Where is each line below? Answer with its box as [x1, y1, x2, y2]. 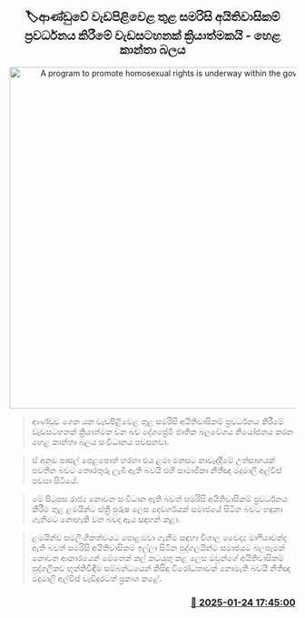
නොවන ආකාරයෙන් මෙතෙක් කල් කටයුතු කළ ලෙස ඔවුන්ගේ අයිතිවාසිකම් [31, 552, 284, 563]
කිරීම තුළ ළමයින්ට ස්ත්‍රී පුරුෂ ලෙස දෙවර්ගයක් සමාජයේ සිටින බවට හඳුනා [31, 503, 283, 514]
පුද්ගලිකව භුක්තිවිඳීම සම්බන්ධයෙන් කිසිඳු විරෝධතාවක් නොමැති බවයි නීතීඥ [31, 562, 291, 573]
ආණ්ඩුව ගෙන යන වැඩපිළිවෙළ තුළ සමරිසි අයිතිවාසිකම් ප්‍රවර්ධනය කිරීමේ [31, 415, 284, 427]
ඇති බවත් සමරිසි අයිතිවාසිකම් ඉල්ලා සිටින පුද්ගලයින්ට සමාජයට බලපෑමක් [31, 542, 286, 552]
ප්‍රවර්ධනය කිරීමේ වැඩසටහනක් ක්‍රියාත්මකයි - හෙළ [24, 28, 281, 44]
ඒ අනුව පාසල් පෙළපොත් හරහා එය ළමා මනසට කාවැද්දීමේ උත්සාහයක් [31, 454, 275, 465]
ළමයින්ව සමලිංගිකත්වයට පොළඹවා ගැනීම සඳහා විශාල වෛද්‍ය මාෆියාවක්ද [31, 532, 288, 542]
